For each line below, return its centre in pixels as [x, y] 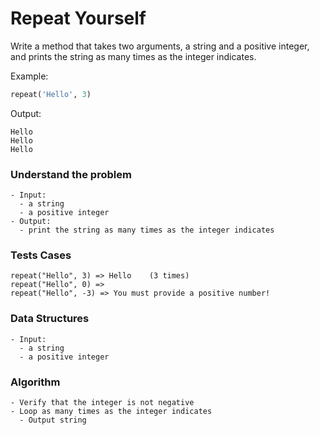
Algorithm [35, 382]
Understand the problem [71, 174]
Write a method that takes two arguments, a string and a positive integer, [160, 46]
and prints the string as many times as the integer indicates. [133, 56]
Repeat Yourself [78, 18]
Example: [29, 76]
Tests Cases [41, 255]
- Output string [53, 420]
